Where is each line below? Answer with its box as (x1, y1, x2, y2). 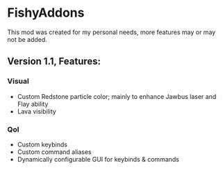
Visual (7, 77, 29, 86)
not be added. (7, 35, 47, 43)
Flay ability (17, 100, 49, 108)
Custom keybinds (17, 140, 68, 148)
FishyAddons (7, 5, 85, 21)
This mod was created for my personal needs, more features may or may (7, 28, 216, 36)
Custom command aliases (17, 148, 92, 156)
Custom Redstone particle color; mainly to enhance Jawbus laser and (17, 92, 217, 100)
